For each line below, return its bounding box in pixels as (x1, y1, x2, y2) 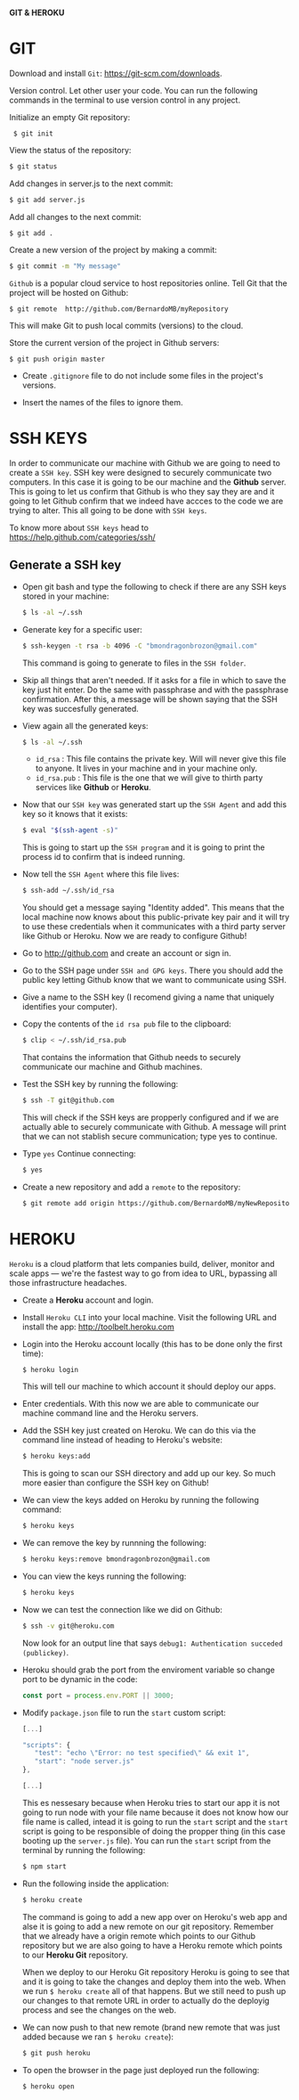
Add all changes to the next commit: (9, 212, 142, 223)
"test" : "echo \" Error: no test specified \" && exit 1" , (34, 1749, 250, 1758)
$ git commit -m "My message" (9, 262, 122, 271)
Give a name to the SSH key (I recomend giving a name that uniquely (21, 992, 275, 1002)
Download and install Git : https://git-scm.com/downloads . (9, 68, 222, 78)
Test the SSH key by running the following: (21, 1079, 179, 1090)
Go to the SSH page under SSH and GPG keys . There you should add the (21, 965, 283, 976)
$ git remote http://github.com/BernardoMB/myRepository (9, 305, 229, 314)
